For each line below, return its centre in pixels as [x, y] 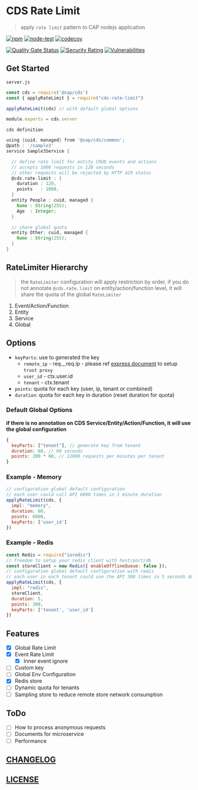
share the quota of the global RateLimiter [71, 294]
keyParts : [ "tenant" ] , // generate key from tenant [76, 445]
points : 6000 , [29, 516]
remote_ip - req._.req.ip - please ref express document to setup [100, 363]
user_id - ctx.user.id [48, 376]
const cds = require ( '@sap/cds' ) [47, 93]
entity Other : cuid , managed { [50, 233]
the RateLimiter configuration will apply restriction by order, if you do [105, 282]
